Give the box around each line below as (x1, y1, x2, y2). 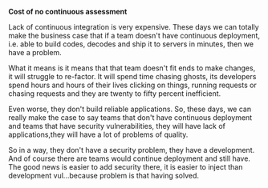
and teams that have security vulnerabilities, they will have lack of (8, 122, 226, 130)
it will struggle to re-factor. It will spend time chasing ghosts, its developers (8, 72, 257, 81)
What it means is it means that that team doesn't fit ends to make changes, (8, 63, 256, 73)
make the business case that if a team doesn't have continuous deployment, (8, 31, 261, 40)
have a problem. (8, 48, 62, 57)
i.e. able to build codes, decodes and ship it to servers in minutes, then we (8, 39, 254, 49)
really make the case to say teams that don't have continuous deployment (8, 113, 253, 122)
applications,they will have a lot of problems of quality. (8, 130, 189, 139)
